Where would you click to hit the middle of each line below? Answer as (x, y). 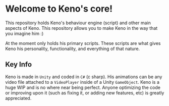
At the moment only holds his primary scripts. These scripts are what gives (83, 43)
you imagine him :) (24, 33)
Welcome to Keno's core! (59, 9)
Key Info (18, 64)
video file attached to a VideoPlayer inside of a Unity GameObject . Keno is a (82, 82)
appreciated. (18, 98)
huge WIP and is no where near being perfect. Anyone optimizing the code (83, 87)
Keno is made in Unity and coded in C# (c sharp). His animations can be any (84, 77)
